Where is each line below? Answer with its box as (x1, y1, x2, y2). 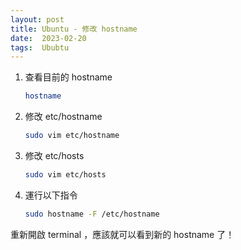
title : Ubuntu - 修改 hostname (10, 24, 138, 34)
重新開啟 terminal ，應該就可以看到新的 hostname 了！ (10, 228, 235, 240)
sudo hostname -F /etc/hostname (24, 209, 160, 219)
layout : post (10, 14, 65, 25)
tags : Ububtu (10, 42, 70, 53)
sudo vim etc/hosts (24, 170, 107, 180)
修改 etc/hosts (24, 150, 85, 161)
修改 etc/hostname (24, 111, 103, 123)
